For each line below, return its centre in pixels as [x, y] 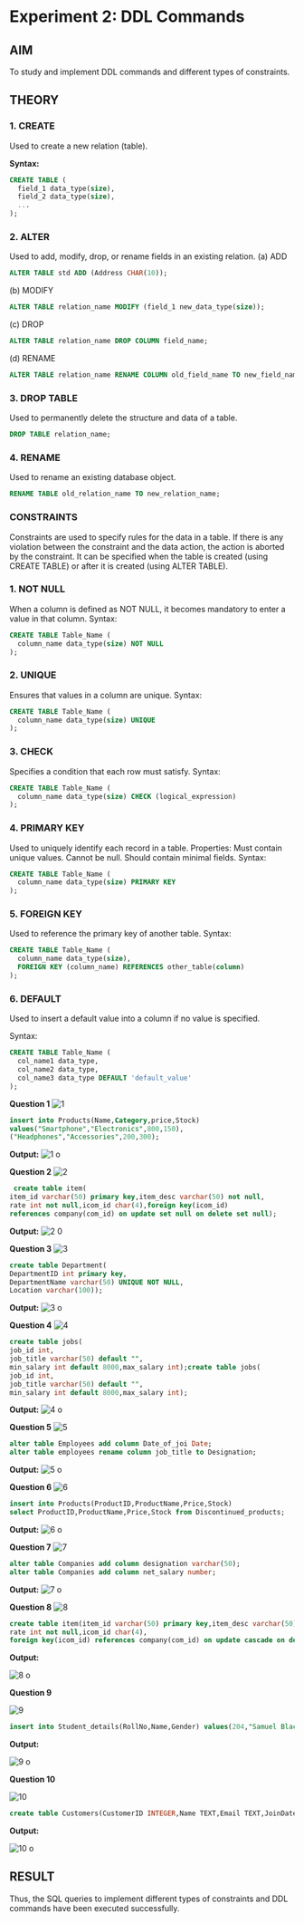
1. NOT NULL [38, 589]
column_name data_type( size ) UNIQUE [86, 720]
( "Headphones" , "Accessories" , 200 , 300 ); [85, 1137]
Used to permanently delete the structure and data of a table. [123, 418]
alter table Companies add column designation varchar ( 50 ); [125, 1563]
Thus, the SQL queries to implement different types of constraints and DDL [149, 1899]
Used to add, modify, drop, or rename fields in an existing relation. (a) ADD [148, 256]
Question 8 [31, 1607]
